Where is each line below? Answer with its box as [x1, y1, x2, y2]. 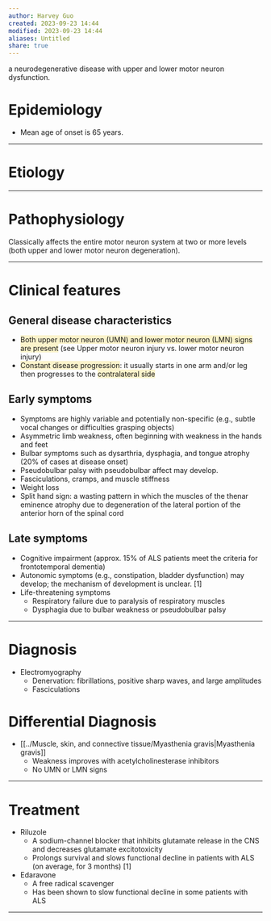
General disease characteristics [8, 313, 172, 327]
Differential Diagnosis [8, 712, 157, 731]
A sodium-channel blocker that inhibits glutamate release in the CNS [31, 836, 260, 846]
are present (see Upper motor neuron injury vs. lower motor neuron [19, 343, 244, 353]
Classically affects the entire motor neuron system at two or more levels [8, 237, 248, 246]
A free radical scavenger [31, 879, 115, 889]
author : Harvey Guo [8, 11, 74, 20]
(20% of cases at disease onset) [19, 457, 129, 467]
